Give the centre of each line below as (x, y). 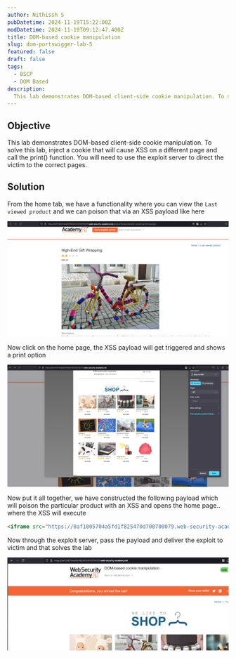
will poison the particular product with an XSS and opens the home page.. (114, 506)
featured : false (31, 52)
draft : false (26, 60)
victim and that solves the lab (50, 548)
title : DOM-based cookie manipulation (64, 37)
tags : (15, 67)
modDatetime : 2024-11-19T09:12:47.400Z (66, 29)
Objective (29, 125)
